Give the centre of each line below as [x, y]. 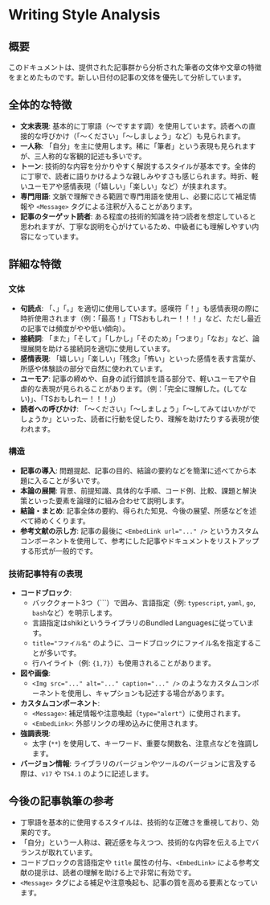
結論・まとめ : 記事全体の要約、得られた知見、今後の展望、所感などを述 [138, 510]
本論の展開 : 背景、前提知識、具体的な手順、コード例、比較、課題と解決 [138, 490]
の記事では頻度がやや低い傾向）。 [75, 328]
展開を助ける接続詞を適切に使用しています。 [100, 348]
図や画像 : [35, 674]
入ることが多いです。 [69, 481]
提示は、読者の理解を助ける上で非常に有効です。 [115, 872]
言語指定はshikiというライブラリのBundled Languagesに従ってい [139, 623]
